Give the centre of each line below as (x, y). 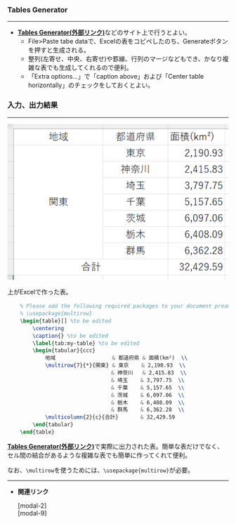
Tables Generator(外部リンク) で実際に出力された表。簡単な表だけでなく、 (115, 446)
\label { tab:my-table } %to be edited (86, 343)
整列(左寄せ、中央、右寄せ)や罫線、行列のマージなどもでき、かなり (125, 59)
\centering (48, 328)
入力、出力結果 (33, 105)
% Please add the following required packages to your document (116, 306)
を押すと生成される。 (59, 50)
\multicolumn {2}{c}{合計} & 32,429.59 (110, 417)
